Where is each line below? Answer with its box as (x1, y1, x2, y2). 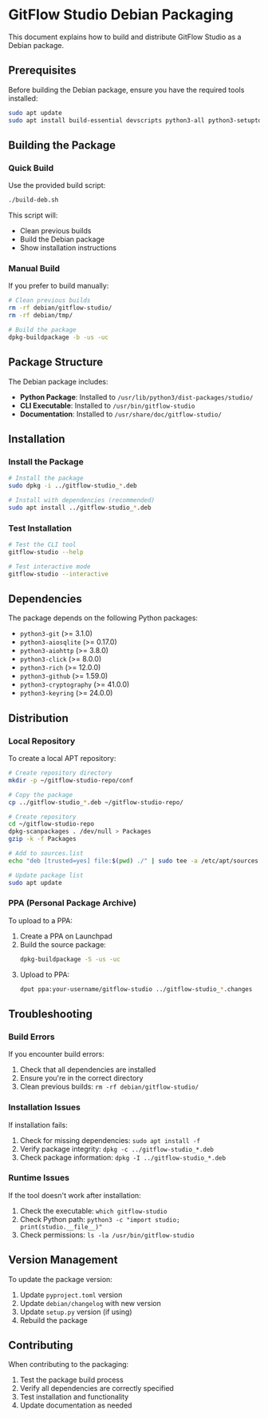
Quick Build (8, 162, 54, 173)
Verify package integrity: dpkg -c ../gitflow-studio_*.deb (19, 1144, 214, 1153)
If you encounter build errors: (8, 1050, 105, 1059)
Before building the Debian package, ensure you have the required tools (8, 85, 245, 94)
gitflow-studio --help (8, 548, 84, 556)
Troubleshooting (8, 1007, 93, 1021)
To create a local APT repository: (8, 754, 116, 763)
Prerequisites (8, 64, 77, 78)
